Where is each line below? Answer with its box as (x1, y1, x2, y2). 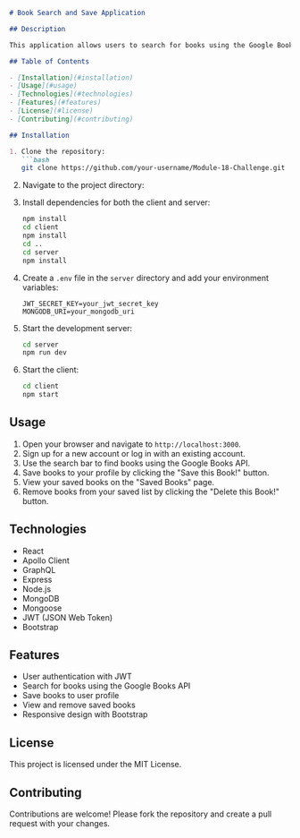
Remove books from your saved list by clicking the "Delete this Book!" (21, 486, 279, 497)
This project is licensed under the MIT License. (9, 759, 182, 770)
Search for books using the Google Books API (21, 680, 191, 691)
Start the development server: (21, 322, 133, 333)
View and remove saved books (21, 699, 136, 711)
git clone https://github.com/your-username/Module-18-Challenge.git (21, 164, 286, 173)
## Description (9, 24, 66, 33)
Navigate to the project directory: (21, 180, 145, 191)
